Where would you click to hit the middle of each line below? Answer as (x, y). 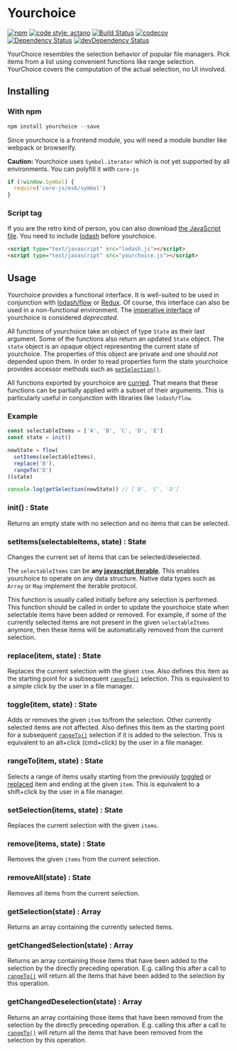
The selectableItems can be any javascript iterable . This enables (104, 571)
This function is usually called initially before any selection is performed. (113, 599)
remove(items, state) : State (56, 844)
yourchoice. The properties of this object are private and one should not (113, 353)
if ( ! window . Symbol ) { (41, 182)
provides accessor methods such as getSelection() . (84, 369)
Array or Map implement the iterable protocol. (72, 585)
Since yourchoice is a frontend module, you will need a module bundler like (117, 140)
